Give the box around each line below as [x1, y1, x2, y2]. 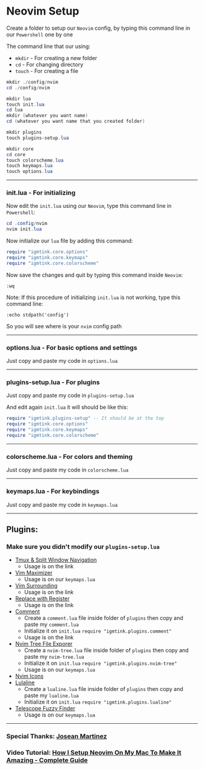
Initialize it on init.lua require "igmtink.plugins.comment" [24, 627, 172, 634]
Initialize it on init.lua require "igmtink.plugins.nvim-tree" [24, 659, 177, 667]
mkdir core [6, 146, 34, 152]
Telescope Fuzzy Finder [15, 705, 76, 712]
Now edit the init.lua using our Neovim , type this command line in [6, 202, 172, 210]
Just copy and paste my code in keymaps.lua [6, 501, 118, 508]
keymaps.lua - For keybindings [6, 487, 100, 496]
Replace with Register [15, 595, 70, 602]
